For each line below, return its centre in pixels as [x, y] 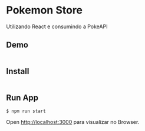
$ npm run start [26, 111]
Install [18, 71]
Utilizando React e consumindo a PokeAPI [57, 26]
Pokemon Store [45, 10]
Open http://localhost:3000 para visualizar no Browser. [73, 122]
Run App [22, 98]
